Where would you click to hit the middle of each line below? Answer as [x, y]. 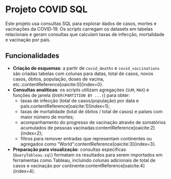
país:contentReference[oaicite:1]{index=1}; [65, 106]
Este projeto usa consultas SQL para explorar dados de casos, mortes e [81, 23]
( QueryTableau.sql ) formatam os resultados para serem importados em [88, 155]
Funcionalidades [33, 56]
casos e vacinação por [37, 165]
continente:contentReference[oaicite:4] [103, 165]
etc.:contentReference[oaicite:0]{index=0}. [58, 84]
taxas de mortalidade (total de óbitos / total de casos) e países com [91, 111]
